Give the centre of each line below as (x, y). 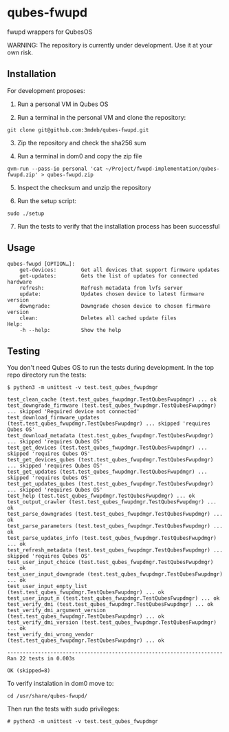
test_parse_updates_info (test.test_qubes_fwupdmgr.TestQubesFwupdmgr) (112, 538)
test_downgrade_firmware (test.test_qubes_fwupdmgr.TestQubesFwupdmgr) (112, 406)
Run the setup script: (47, 200)
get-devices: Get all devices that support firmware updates (120, 270)
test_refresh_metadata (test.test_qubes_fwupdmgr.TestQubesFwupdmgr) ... (115, 550)
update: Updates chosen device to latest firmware (112, 294)
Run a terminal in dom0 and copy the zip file (79, 156)
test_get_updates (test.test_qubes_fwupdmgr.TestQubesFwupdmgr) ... (107, 472)
